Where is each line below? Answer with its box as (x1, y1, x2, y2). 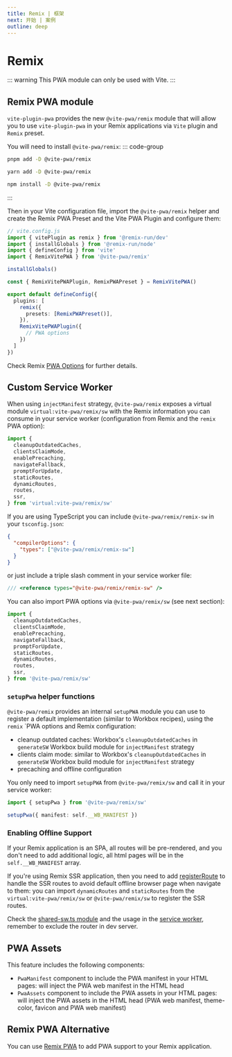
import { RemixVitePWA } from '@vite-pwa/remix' (7, 254, 150, 261)
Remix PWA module (7, 96, 94, 107)
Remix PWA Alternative (7, 1024, 110, 1036)
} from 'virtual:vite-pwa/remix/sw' (7, 500, 113, 507)
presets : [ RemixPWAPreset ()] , (25, 310, 113, 317)
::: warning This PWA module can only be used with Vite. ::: (7, 76, 176, 84)
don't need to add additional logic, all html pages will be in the (7, 851, 184, 859)
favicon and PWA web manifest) (35, 1004, 127, 1012)
